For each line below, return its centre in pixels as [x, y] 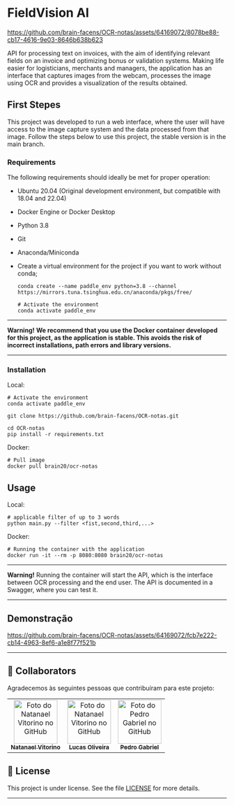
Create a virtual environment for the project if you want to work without [119, 266]
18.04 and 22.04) [42, 199]
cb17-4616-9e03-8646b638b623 [55, 39]
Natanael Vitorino [36, 747]
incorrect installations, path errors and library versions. [89, 345]
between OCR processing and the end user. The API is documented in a [110, 582]
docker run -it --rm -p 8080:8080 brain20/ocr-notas [85, 556]
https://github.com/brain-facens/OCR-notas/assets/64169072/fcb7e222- [112, 635]
